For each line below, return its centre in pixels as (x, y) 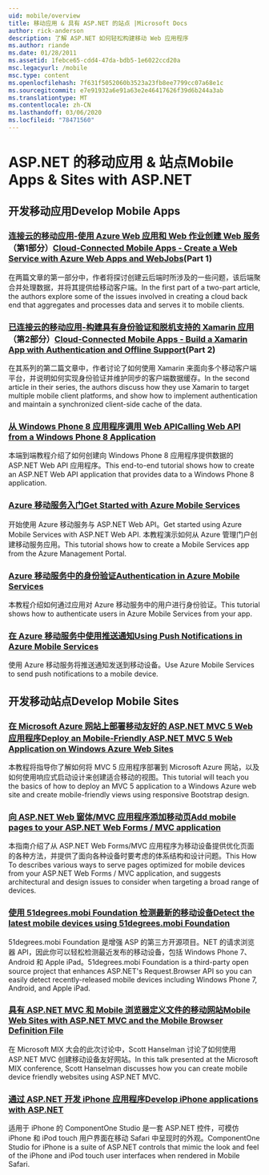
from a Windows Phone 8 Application (82, 436)
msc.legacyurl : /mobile (48, 68)
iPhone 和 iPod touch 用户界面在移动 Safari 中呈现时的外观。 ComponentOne (134, 1138)
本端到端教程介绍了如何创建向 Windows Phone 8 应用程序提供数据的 (121, 456)
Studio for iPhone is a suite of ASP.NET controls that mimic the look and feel (134, 1147)
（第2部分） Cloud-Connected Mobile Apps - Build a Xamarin (128, 339)
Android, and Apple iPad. (49, 988)
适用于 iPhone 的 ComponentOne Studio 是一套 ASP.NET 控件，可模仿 (124, 1128)
